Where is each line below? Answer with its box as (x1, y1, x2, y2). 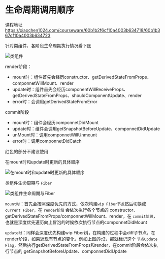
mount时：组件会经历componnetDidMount (12, 119, 99, 126)
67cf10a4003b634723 (5, 32, 51, 38)
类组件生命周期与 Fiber (5, 180, 52, 186)
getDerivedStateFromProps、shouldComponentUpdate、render (12, 92, 142, 98)
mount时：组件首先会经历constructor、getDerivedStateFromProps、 (12, 74, 152, 80)
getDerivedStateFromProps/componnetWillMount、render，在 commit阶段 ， (5, 213, 158, 219)
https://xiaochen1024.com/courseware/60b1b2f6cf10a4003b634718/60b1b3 (5, 27, 160, 33)
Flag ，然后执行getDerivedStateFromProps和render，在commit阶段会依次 (5, 242, 154, 248)
